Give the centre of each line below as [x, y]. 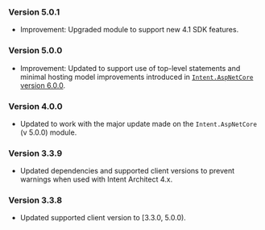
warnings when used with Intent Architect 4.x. [96, 179]
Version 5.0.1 [34, 12]
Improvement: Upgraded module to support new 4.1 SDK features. [129, 30]
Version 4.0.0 [35, 106]
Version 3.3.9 [35, 153]
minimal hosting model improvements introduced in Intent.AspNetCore [137, 77]
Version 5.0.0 [35, 51]
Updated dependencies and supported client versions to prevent [127, 171]
